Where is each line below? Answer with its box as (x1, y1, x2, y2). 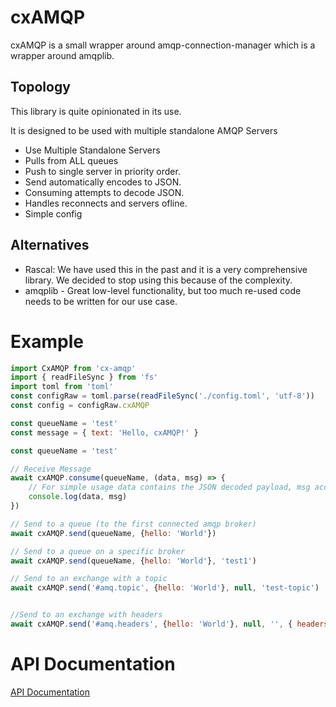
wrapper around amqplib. (10, 49, 115, 61)
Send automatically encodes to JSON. (24, 176, 182, 188)
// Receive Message (10, 464, 92, 474)
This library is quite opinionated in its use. (10, 105, 182, 117)
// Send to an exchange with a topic (10, 574, 168, 584)
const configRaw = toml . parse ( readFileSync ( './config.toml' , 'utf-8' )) (10, 391, 315, 401)
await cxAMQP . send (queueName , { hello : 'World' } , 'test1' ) (10, 556, 257, 566)
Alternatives (10, 237, 90, 254)
